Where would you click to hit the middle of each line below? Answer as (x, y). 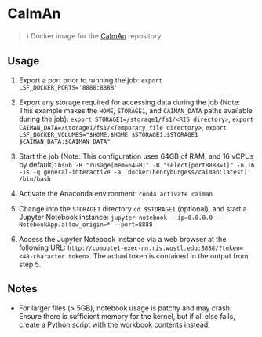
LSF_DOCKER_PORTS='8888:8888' (68, 87)
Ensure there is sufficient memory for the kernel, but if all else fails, (127, 316)
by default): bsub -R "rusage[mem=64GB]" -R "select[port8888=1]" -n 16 (136, 164)
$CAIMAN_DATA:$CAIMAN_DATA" (64, 141)
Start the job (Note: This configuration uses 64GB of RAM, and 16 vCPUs (136, 156)
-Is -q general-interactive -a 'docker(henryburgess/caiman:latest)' (135, 172)
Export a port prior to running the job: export (90, 80)
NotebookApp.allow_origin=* (64, 225)
